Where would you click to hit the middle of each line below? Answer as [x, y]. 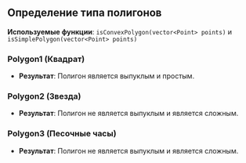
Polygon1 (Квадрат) [46, 59]
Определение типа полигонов [85, 13]
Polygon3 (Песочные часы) [62, 134]
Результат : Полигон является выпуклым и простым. [107, 76]
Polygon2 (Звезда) [44, 96]
